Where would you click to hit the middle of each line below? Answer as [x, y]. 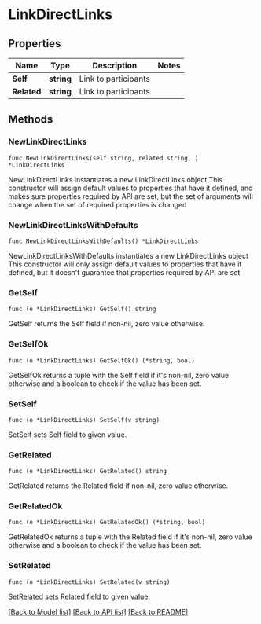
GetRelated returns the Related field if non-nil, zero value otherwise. [118, 486]
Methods [31, 119]
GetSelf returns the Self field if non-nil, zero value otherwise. [107, 324]
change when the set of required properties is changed [97, 204]
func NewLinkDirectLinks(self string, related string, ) [103, 158]
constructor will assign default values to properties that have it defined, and [130, 188]
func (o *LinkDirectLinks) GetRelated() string [88, 472]
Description [115, 66]
